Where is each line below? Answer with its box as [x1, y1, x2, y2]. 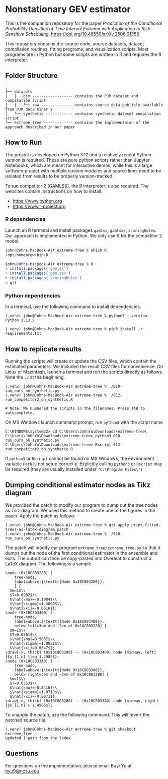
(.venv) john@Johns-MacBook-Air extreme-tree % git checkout [5, 727, 136, 732]
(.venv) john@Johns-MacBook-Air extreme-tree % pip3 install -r [5, 327, 143, 332]
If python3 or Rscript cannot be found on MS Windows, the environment [5, 455, 154, 462]
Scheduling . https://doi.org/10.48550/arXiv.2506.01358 [25, 31, 139, 37]
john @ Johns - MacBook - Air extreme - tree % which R [5, 248, 107, 253]
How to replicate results [5, 344, 82, 353]
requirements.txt [5, 331, 42, 336]
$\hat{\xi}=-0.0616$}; [10, 606, 57, 611]
